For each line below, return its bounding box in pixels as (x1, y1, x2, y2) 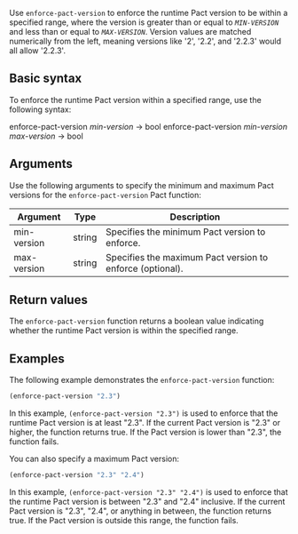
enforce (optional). (106, 262, 184, 275)
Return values (9, 292, 89, 307)
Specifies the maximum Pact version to (106, 251, 269, 263)
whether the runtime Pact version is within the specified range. (9, 325, 239, 336)
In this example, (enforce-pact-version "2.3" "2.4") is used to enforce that (9, 487, 288, 497)
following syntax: (9, 104, 72, 115)
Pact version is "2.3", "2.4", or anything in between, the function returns (9, 506, 272, 516)
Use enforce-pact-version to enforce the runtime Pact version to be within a (9, 8, 288, 18)
